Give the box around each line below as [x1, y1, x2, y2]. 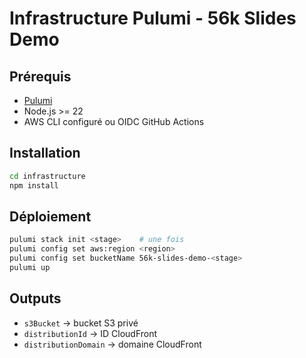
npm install [9, 180, 59, 191]
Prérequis [9, 68, 72, 85]
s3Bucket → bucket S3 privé [23, 317, 139, 329]
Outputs [9, 290, 62, 307]
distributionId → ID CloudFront [23, 327, 158, 339]
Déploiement [9, 208, 92, 225]
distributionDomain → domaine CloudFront [23, 338, 202, 350]
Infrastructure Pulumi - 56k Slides [9, 7, 297, 30]
